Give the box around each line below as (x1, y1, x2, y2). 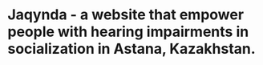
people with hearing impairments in (7, 22, 249, 41)
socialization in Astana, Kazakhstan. (7, 40, 256, 58)
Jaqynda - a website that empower (7, 6, 245, 24)
